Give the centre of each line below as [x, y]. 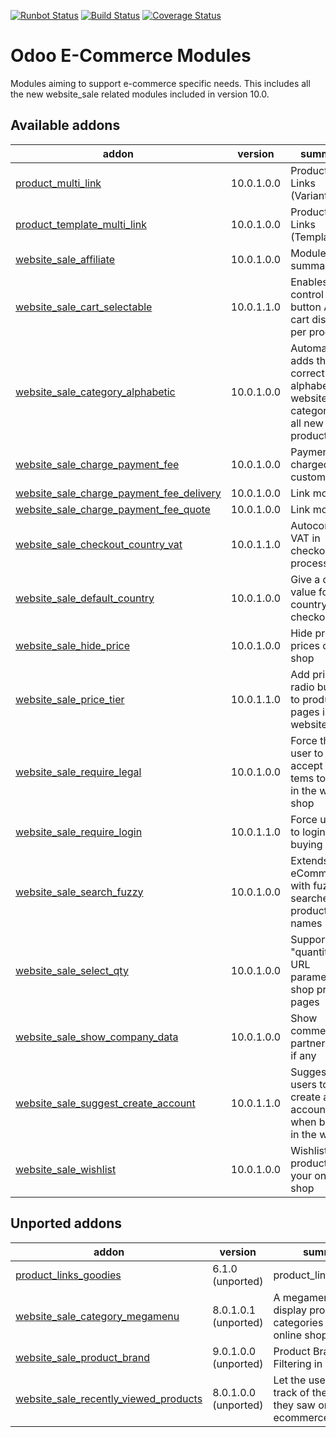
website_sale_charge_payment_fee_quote [113, 509]
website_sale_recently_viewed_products [109, 1398]
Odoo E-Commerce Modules [131, 56]
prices [305, 645]
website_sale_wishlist [66, 1169]
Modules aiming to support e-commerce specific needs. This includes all [160, 83]
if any [303, 1055]
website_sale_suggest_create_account [105, 1103]
